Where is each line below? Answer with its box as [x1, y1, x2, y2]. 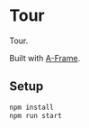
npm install [9, 103, 54, 112]
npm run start [9, 111, 63, 120]
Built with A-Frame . [9, 52, 81, 63]
